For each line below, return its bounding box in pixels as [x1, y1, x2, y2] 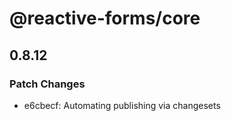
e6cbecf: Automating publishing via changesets [23, 99, 221, 111]
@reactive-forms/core [9, 7, 201, 30]
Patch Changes [9, 77, 86, 91]
